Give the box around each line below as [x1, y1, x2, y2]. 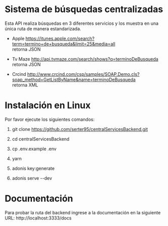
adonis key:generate [12, 165, 55, 171]
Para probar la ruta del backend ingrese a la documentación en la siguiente [5, 209, 161, 215]
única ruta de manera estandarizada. [5, 25, 81, 31]
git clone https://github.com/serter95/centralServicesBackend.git [12, 126, 148, 132]
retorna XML [12, 82, 38, 88]
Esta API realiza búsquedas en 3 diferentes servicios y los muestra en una [5, 20, 159, 26]
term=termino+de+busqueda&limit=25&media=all [12, 40, 116, 47]
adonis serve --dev [12, 175, 52, 181]
